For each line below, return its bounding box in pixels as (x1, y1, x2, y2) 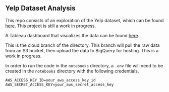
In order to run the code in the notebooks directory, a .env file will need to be (5, 62, 163, 68)
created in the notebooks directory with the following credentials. (5, 68, 139, 74)
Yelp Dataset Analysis (5, 4, 76, 13)
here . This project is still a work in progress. (5, 23, 96, 29)
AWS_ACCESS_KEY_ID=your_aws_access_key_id (5, 77, 96, 82)
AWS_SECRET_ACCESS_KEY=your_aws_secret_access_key (5, 82, 114, 87)
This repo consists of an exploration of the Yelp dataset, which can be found (5, 17, 164, 23)
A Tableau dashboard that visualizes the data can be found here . (5, 32, 140, 38)
